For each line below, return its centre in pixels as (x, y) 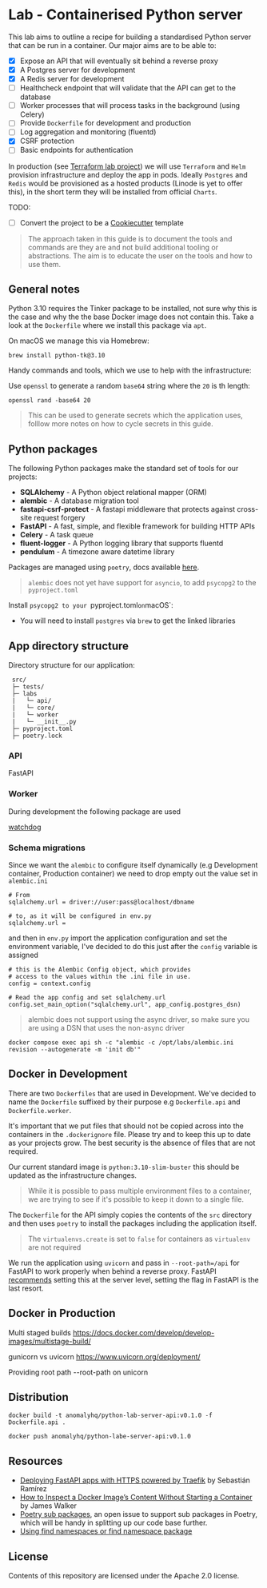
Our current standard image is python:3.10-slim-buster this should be (124, 1167)
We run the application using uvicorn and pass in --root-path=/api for (124, 1263)
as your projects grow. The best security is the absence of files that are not (132, 1143)
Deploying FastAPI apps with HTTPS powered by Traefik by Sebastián (135, 1480)
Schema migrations (47, 848)
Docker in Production (62, 1313)
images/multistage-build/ (50, 1341)
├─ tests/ (28, 687)
